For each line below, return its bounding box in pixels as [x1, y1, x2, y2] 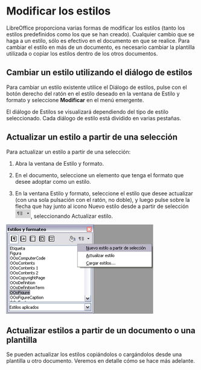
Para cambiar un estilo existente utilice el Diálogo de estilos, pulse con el [6, 83, 187, 91]
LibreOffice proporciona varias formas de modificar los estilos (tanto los [6, 24, 185, 31]
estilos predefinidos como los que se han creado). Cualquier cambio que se [6, 30, 195, 37]
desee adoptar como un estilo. [14, 178, 92, 185]
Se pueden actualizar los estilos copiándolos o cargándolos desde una [6, 351, 182, 358]
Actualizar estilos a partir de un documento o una [6, 325, 196, 336]
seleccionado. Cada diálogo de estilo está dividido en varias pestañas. [6, 114, 182, 122]
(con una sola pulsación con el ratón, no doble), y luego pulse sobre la [14, 196, 190, 203]
